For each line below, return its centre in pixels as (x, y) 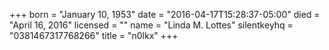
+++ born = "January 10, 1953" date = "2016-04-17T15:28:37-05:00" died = (165, 14)
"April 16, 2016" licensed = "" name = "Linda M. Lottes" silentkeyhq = (151, 25)
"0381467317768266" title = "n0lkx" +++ (94, 35)
